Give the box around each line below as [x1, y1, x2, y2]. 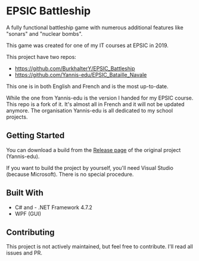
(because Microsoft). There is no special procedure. [6, 170, 134, 178]
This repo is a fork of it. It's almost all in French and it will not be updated [6, 100, 185, 108]
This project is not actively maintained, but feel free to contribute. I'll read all [6, 243, 194, 250]
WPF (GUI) [14, 210, 42, 217]
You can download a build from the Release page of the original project [6, 146, 181, 153]
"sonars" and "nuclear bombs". [6, 30, 83, 37]
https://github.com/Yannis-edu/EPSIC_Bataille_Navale [14, 71, 147, 78]
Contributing [6, 227, 55, 237]
